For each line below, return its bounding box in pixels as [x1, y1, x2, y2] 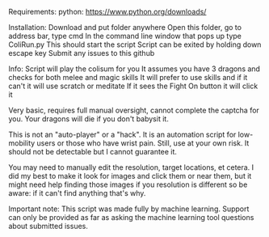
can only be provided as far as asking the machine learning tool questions [8, 213, 254, 222]
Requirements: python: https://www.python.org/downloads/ [8, 7, 207, 16]
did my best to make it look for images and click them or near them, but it [8, 171, 252, 180]
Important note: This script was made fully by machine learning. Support [8, 204, 250, 214]
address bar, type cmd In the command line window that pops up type [8, 32, 242, 40]
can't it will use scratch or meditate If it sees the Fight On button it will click [8, 81, 258, 91]
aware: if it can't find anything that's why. [8, 188, 146, 197]
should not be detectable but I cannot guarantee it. [8, 147, 178, 156]
